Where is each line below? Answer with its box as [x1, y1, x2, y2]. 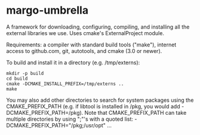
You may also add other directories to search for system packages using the [6, 96, 194, 103]
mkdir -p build [6, 70, 44, 76]
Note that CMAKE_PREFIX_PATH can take [84, 109, 187, 116]
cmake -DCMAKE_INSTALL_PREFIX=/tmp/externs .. [6, 81, 124, 87]
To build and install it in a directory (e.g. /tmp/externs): [6, 59, 140, 66]
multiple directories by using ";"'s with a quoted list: [6, 115, 133, 123]
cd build [6, 76, 28, 81]
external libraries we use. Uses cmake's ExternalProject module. [6, 29, 164, 36]
